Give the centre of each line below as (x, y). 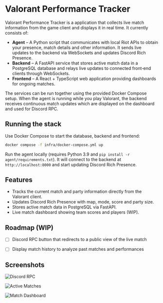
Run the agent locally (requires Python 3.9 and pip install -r (67, 154)
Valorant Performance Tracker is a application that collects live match (75, 22)
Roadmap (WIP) (29, 228)
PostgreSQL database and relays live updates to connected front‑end (81, 68)
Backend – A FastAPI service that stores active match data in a (75, 63)
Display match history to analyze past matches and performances (78, 249)
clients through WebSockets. (41, 73)
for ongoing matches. (34, 83)
